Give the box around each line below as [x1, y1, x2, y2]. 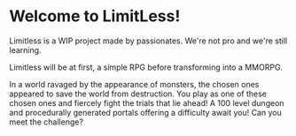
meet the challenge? [9, 117, 84, 127]
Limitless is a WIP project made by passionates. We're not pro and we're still [9, 35, 288, 46]
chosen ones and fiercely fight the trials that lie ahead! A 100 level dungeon [9, 97, 285, 108]
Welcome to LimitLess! [9, 6, 181, 26]
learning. [9, 44, 42, 55]
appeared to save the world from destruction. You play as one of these [9, 88, 268, 99]
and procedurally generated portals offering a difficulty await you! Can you [9, 107, 282, 117]
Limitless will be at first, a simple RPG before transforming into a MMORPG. [9, 62, 284, 72]
